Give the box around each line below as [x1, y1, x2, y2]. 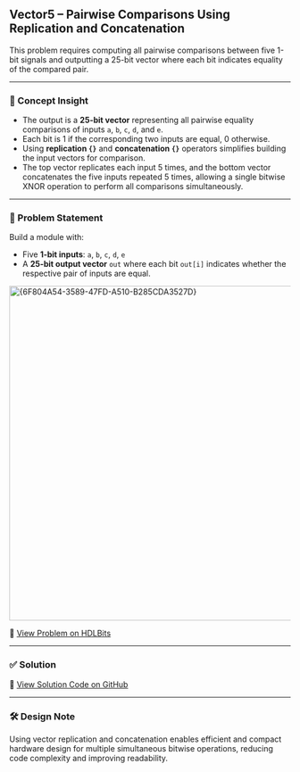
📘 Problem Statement [9, 212, 104, 224]
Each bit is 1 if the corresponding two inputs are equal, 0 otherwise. [21, 134, 271, 145]
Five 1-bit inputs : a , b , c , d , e [21, 249, 126, 260]
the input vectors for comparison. [21, 153, 146, 163]
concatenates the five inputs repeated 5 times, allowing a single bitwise [21, 171, 286, 182]
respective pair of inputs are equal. [21, 268, 152, 279]
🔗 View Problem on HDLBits [9, 628, 112, 639]
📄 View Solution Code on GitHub [9, 678, 129, 690]
